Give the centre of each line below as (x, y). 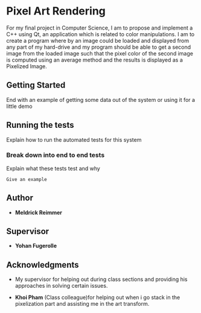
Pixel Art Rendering (56, 11)
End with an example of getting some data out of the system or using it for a (101, 100)
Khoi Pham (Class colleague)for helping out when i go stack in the (97, 297)
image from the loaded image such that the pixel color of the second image (100, 53)
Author (20, 198)
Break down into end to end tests (56, 155)
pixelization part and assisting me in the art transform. (82, 304)
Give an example (27, 179)
